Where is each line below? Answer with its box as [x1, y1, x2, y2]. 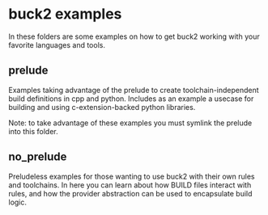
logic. [8, 197, 27, 207]
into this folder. [8, 126, 58, 136]
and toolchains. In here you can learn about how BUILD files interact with [8, 179, 252, 190]
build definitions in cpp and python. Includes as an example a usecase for [8, 94, 254, 103]
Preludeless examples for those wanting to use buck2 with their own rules [8, 171, 255, 181]
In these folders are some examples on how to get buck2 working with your [8, 32, 261, 41]
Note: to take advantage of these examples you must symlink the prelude [8, 118, 253, 128]
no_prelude [8, 150, 67, 164]
